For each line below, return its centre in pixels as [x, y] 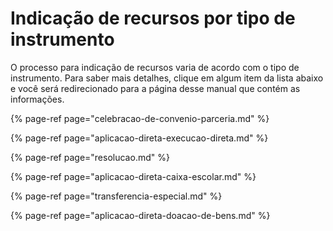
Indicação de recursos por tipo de [153, 18]
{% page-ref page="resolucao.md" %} [90, 157]
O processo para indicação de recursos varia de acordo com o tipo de [155, 67]
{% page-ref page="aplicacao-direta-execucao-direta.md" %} [139, 138]
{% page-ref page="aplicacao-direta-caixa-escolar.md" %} [133, 176]
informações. [37, 99]
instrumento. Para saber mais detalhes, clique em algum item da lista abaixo [167, 78]
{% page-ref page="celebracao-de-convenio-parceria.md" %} [140, 118]
